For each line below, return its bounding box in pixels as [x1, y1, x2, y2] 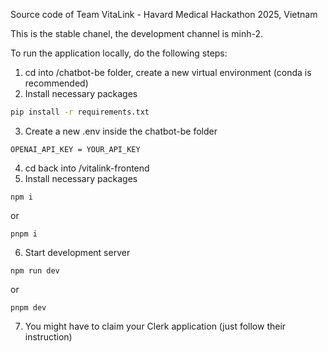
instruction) [24, 330, 73, 343]
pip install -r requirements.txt [10, 107, 150, 117]
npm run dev [10, 265, 60, 276]
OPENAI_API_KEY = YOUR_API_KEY [10, 144, 141, 154]
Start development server [24, 246, 131, 258]
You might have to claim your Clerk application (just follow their [24, 320, 287, 332]
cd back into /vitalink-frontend [24, 162, 150, 174]
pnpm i [10, 229, 38, 239]
